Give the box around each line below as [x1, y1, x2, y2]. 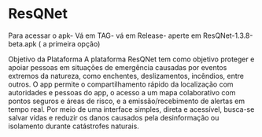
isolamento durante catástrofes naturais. [8, 121, 139, 131]
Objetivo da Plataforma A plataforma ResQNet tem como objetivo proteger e [8, 54, 255, 64]
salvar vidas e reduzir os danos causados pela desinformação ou [8, 113, 220, 122]
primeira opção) [48, 39, 101, 48]
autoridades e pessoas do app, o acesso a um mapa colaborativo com [8, 87, 236, 97]
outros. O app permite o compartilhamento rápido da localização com [8, 80, 234, 89]
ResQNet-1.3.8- [203, 31, 253, 40]
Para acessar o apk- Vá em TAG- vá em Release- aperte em [8, 31, 202, 40]
